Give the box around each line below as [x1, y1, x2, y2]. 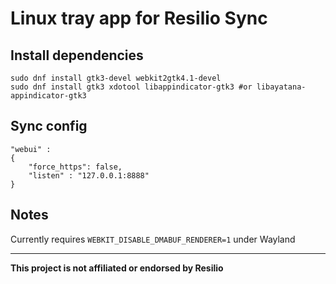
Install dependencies [10, 47, 144, 64]
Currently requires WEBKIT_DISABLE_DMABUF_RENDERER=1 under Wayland [10, 233, 296, 245]
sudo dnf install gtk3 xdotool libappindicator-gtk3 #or [10, 82, 253, 92]
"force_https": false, [28, 162, 123, 172]
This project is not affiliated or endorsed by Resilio [10, 262, 224, 274]
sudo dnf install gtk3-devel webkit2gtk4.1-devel [10, 73, 222, 83]
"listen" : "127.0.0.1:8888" [28, 170, 150, 181]
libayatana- [256, 82, 307, 92]
